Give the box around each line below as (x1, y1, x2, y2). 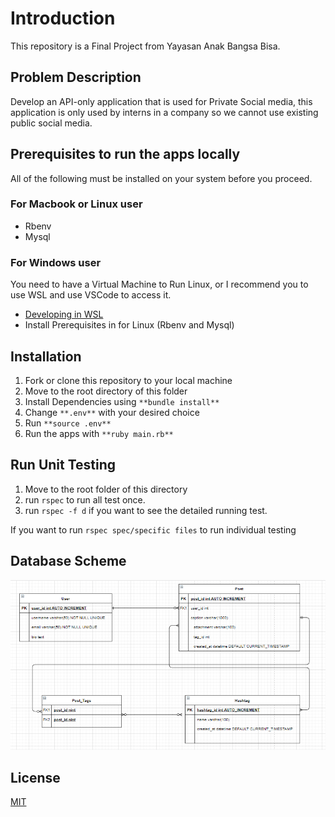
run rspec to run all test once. (24, 493, 146, 506)
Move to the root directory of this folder (24, 385, 188, 397)
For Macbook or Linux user (10, 197, 143, 211)
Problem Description (10, 69, 142, 86)
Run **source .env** (24, 417, 112, 429)
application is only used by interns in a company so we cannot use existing (10, 106, 319, 118)
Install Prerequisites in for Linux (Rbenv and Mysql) (24, 319, 235, 331)
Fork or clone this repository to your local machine (24, 374, 233, 386)
